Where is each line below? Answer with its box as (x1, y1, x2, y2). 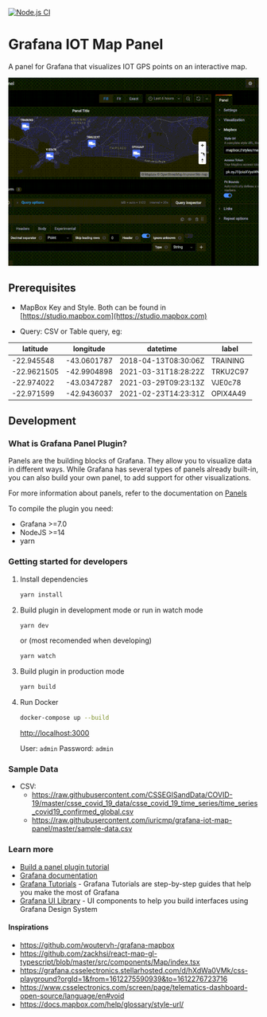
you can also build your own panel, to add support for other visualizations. (8, 473, 252, 483)
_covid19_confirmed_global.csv (31, 807, 133, 816)
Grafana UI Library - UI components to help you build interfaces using (19, 896, 249, 906)
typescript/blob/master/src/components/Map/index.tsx (19, 956, 200, 967)
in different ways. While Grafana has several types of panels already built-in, (8, 464, 259, 474)
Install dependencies (19, 574, 89, 584)
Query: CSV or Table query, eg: (19, 327, 123, 336)
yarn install (19, 590, 64, 599)
